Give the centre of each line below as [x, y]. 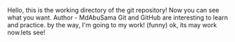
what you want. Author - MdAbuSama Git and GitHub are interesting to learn [118, 17]
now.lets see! [26, 32]
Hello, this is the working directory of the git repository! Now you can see [113, 10]
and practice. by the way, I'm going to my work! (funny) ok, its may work [112, 25]
